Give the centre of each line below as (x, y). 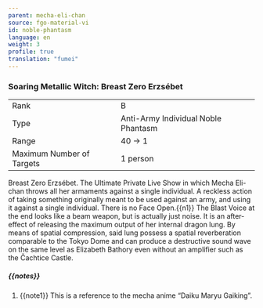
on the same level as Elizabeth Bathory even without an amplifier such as (126, 250)
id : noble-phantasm (40, 30)
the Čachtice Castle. (41, 258)
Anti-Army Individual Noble (171, 118)
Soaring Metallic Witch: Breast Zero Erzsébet (95, 86)
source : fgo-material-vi (49, 23)
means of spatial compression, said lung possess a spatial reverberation (124, 233)
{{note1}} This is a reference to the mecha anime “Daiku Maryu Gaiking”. (136, 295)
